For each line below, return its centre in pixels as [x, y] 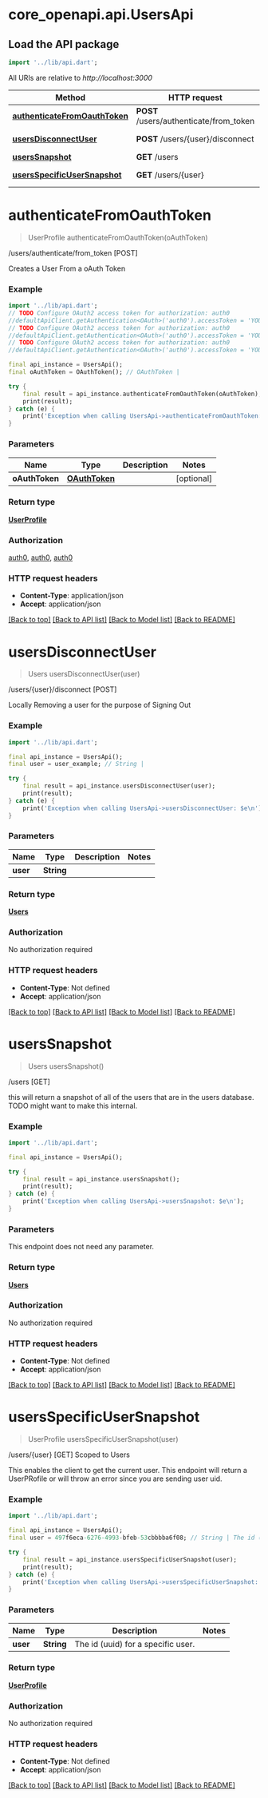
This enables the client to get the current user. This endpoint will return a [128, 1471]
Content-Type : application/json [71, 596]
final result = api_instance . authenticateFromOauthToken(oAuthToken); [142, 394]
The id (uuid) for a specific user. [135, 1644]
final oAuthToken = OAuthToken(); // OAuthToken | [94, 372]
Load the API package [64, 44]
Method [71, 97]
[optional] [194, 478]
